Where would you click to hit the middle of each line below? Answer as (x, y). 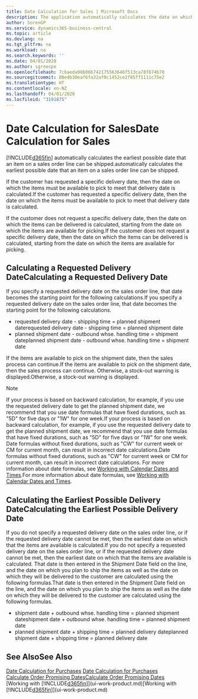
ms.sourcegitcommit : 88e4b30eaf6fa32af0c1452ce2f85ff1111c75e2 (85, 77)
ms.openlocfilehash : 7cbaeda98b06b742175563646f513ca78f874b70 (85, 72)
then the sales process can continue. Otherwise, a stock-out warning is (93, 371)
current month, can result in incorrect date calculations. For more (85, 463)
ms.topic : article (29, 34)
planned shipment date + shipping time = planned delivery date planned (101, 632)
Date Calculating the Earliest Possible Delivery (92, 509)
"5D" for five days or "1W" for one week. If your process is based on (88, 419)
